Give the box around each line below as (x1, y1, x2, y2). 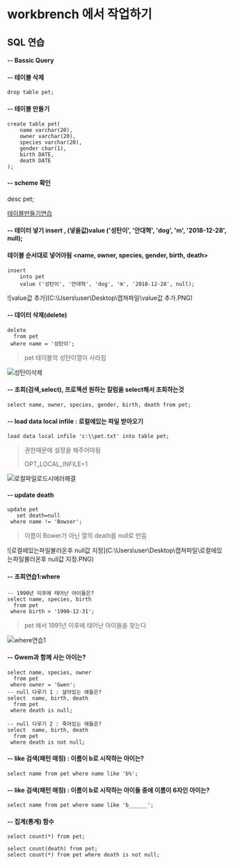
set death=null (16, 512, 61, 520)
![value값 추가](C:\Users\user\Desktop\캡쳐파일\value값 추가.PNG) (7, 294, 193, 302)
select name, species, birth (7, 596, 92, 603)
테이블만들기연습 (7, 209, 53, 217)
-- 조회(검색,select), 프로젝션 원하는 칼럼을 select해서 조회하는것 (7, 385, 184, 394)
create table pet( (7, 120, 61, 128)
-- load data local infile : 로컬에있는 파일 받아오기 (7, 416, 144, 426)
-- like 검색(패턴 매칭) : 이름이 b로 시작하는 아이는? (7, 754, 145, 762)
